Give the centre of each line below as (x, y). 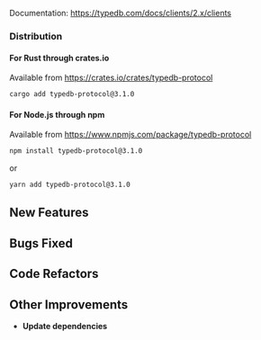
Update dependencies (65, 326)
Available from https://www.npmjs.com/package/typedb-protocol (130, 135)
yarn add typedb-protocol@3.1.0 (70, 185)
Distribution (36, 36)
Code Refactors (54, 274)
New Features (49, 213)
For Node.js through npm (57, 114)
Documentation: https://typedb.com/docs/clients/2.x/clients (121, 13)
